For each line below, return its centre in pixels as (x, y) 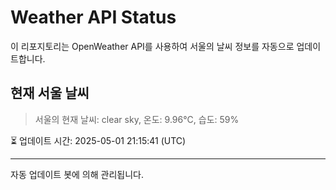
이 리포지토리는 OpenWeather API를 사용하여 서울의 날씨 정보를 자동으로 (152, 46)
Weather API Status (93, 17)
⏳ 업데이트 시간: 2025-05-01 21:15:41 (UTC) (98, 140)
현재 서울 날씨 (50, 93)
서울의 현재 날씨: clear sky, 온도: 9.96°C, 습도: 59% (137, 119)
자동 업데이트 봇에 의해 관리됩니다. (77, 174)
